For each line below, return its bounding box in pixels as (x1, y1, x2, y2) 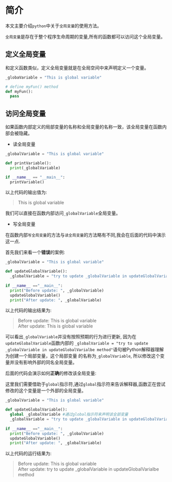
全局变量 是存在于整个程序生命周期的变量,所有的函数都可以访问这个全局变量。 (5, 33, 165, 40)
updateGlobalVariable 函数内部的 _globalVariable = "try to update (5, 340, 148, 346)
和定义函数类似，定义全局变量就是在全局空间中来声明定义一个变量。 (5, 65, 149, 71)
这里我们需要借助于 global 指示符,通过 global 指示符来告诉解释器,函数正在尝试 (5, 381, 165, 388)
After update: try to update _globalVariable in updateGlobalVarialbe (17, 466, 159, 472)
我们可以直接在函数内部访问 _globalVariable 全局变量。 (5, 210, 121, 216)
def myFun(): (5, 89, 33, 94)
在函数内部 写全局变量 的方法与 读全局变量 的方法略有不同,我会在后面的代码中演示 (5, 232, 166, 238)
